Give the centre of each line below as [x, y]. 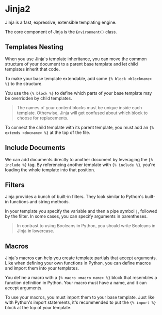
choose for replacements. [43, 118]
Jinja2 [18, 9]
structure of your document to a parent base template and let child [72, 64]
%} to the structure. [24, 83]
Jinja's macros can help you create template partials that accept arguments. [81, 258]
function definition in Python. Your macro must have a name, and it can [76, 283]
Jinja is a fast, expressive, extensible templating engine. [61, 22]
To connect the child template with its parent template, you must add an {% [80, 127]
